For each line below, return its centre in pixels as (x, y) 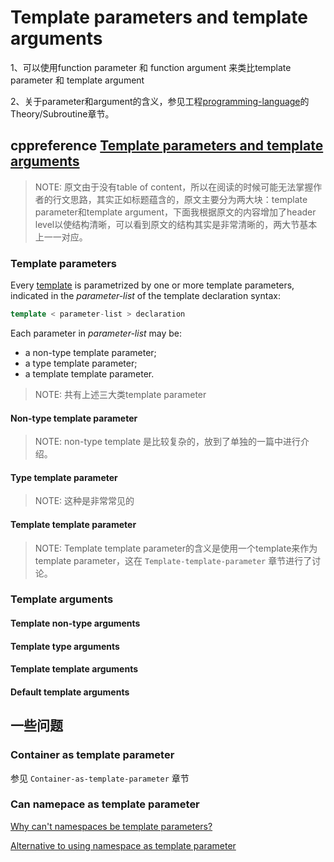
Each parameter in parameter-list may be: (96, 333)
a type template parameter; (81, 363)
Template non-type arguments (75, 623)
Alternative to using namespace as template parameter (123, 845)
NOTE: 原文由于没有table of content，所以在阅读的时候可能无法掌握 (174, 187)
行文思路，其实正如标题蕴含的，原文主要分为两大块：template (180, 199)
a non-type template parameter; (90, 352)
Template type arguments (65, 646)
